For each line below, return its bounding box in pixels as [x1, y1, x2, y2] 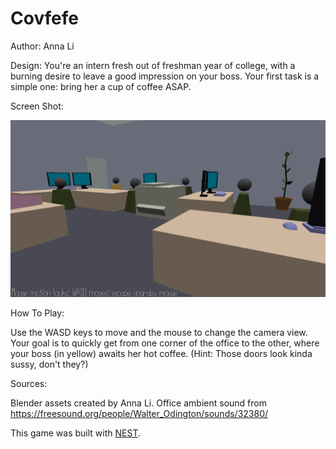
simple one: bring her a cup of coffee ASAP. [10, 80, 192, 92]
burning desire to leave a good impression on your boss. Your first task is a [10, 70, 320, 82]
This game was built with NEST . [10, 427, 141, 439]
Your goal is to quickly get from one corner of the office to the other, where [10, 337, 320, 349]
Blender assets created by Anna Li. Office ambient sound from [10, 397, 267, 409]
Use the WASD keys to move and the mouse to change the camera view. [10, 327, 308, 339]
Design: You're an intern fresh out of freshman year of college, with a [10, 59, 296, 71]
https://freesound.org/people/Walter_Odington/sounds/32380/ [10, 408, 269, 420]
